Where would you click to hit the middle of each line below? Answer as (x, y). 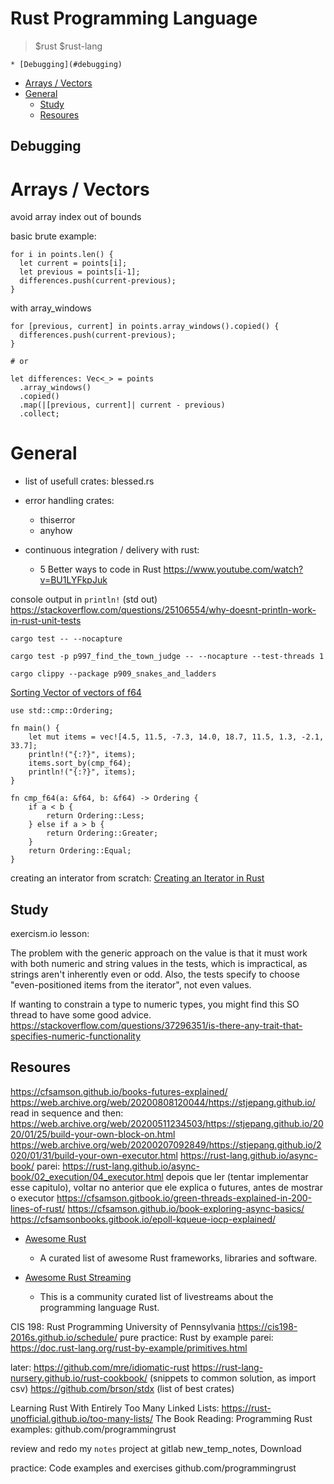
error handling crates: (69, 501)
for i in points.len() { (62, 255)
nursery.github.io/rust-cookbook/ (79, 1378)
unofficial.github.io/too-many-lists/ (82, 1418)
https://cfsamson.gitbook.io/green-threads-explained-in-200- (184, 1198)
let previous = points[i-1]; (80, 272)
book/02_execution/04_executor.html (87, 1176)
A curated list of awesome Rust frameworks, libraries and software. (178, 1258)
